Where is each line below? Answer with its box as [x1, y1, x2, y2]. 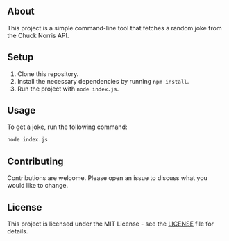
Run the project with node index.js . [17, 84, 119, 93]
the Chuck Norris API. [7, 31, 69, 39]
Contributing [7, 155, 64, 167]
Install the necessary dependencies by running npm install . [17, 77, 189, 85]
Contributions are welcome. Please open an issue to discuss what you [7, 174, 208, 182]
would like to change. [7, 181, 68, 190]
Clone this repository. [17, 69, 79, 78]
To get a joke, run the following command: [7, 123, 128, 131]
